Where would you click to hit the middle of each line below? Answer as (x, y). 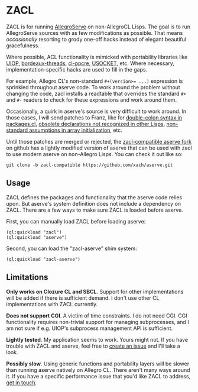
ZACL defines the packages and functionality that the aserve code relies (94, 197)
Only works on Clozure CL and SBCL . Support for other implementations (95, 291)
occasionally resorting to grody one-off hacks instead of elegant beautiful (96, 39)
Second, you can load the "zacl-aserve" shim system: (72, 248)
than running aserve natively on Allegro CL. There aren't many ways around (98, 370)
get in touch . (22, 383)
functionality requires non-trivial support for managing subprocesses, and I (98, 322)
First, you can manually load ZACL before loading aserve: (76, 221)
